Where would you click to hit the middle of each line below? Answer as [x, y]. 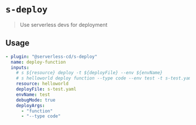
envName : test [33, 95]
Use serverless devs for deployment [63, 25]
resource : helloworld [42, 84]
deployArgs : [30, 105]
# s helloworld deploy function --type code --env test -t [90, 78]
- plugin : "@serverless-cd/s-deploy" [51, 57]
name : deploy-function [38, 62]
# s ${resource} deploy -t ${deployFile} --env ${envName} [90, 73]
